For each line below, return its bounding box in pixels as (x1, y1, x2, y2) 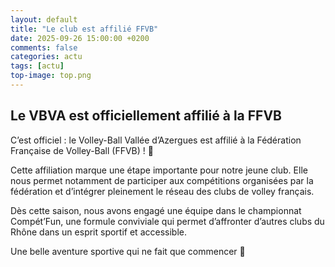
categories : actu (10, 52, 83, 62)
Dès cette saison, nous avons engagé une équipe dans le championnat (10, 204, 302, 216)
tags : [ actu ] (10, 61, 65, 71)
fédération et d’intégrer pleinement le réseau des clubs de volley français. (10, 185, 315, 197)
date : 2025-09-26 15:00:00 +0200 (10, 33, 150, 43)
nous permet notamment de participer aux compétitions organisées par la (10, 174, 314, 186)
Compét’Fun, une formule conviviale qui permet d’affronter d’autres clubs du (10, 215, 325, 227)
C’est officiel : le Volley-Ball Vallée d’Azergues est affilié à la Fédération (10, 134, 302, 146)
